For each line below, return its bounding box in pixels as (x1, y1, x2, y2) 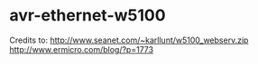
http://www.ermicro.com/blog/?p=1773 (9, 44, 154, 54)
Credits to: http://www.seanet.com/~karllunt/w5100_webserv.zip (9, 35, 249, 45)
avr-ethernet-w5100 (9, 5, 166, 26)
